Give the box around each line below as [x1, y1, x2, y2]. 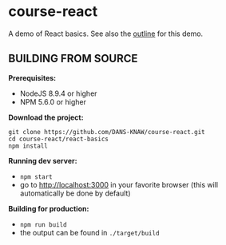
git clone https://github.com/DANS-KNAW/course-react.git [8, 128, 205, 136]
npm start [19, 172, 54, 181]
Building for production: [8, 204, 89, 213]
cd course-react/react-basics [8, 135, 109, 143]
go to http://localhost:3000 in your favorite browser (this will [19, 180, 218, 189]
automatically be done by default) [19, 188, 131, 198]
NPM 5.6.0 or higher [19, 97, 86, 106]
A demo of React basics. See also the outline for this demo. [8, 29, 204, 38]
